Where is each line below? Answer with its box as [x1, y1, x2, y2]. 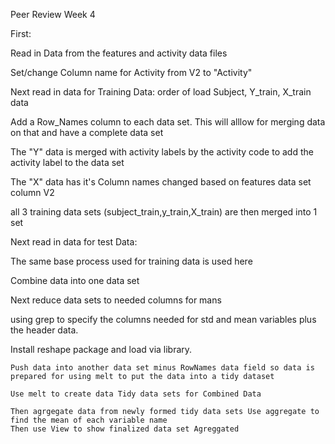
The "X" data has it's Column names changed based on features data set [10, 176, 312, 188]
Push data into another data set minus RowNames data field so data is [10, 363, 315, 373]
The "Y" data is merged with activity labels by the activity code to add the [10, 146, 314, 158]
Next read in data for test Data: [10, 236, 138, 248]
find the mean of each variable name [10, 415, 168, 425]
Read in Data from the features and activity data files [10, 47, 228, 59]
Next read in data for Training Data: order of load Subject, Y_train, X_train [10, 86, 312, 98]
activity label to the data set [10, 157, 125, 168]
